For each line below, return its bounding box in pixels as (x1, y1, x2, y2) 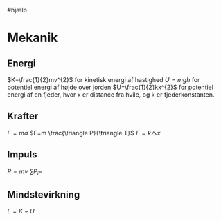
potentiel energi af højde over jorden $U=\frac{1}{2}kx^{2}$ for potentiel (7, 83, 213, 91)
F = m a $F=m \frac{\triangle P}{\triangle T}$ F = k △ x (7, 128, 161, 137)
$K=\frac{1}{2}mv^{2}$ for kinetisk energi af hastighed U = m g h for (7, 76, 200, 84)
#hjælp (7, 6, 28, 14)
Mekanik (7, 30, 58, 46)
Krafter (7, 110, 39, 122)
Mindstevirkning (7, 189, 80, 200)
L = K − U (7, 207, 35, 215)
